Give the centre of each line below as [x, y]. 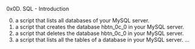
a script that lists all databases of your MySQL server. [82, 20]
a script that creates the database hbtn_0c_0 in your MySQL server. [100, 27]
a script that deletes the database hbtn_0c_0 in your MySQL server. [99, 33]
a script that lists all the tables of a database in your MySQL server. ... [102, 40]
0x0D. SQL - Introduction [38, 9]
